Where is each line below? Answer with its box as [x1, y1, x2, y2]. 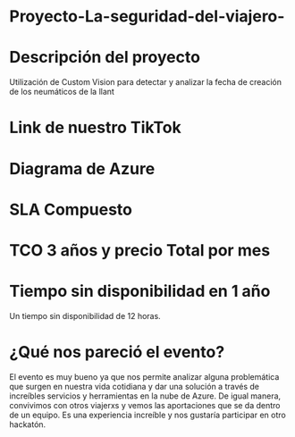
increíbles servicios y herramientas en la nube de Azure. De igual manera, [9, 391, 282, 401]
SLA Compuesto [9, 199, 132, 220]
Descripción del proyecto [9, 47, 201, 68]
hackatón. [9, 418, 46, 430]
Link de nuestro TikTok [9, 118, 181, 138]
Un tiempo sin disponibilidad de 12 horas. [9, 310, 161, 321]
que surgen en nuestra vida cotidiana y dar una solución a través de [9, 381, 259, 391]
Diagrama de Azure [9, 158, 156, 179]
